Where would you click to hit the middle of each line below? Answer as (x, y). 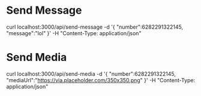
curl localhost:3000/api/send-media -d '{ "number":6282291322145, (91, 74)
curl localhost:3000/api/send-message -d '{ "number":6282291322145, (95, 27)
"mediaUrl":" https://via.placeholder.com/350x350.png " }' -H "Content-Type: (101, 80)
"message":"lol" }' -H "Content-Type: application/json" (74, 33)
